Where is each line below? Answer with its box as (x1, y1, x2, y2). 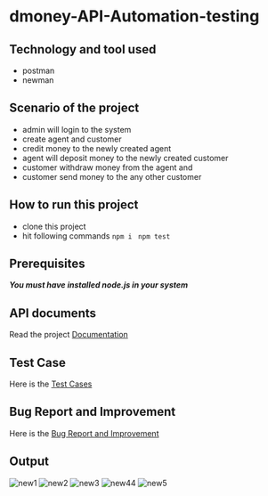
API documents (9, 305, 96, 321)
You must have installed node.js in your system (9, 280, 189, 290)
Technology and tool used (9, 42, 157, 57)
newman (21, 75, 54, 85)
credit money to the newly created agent (21, 142, 172, 153)
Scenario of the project (9, 101, 140, 116)
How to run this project (9, 198, 139, 213)
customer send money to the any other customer (21, 171, 202, 182)
